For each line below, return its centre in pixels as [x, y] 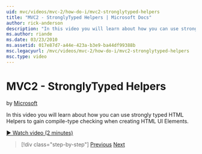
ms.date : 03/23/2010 [32, 40]
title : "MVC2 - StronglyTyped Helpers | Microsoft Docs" [79, 17]
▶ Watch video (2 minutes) [40, 132]
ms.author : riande [29, 34]
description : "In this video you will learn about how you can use [93, 29]
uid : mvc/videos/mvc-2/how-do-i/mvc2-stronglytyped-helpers [83, 12]
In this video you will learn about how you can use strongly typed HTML [95, 114]
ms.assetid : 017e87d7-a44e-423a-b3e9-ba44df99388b [71, 46]
